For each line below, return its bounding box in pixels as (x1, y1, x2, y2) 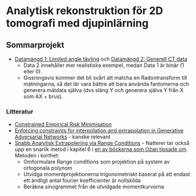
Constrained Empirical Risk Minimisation (14, 121, 112, 128)
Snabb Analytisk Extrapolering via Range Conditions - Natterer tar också (14, 140, 190, 147)
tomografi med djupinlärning (6, 16, 148, 30)
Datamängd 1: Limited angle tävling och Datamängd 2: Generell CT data (14, 56, 188, 62)
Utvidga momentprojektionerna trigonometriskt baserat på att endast (23, 171, 191, 178)
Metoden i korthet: (14, 152, 60, 159)
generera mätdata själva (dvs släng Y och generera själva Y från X (23, 87, 184, 93)
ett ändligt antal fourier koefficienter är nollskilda (23, 177, 141, 184)
